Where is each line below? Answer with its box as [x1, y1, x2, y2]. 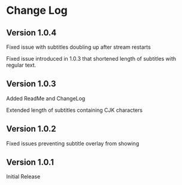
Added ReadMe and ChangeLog [6, 94, 86, 102]
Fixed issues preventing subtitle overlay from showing [6, 139, 139, 147]
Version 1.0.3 [6, 79, 56, 89]
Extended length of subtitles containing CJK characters [6, 106, 142, 114]
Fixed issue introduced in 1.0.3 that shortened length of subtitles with [6, 55, 177, 62]
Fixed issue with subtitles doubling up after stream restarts [6, 43, 151, 50]
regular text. [6, 61, 37, 68]
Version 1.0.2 [6, 124, 57, 134]
